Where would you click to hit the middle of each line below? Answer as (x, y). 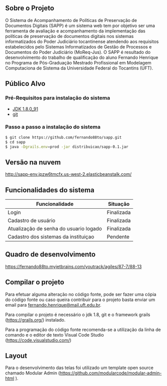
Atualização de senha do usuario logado (55, 229)
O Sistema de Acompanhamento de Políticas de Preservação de (71, 20)
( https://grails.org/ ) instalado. (35, 320)
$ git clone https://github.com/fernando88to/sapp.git (63, 137)
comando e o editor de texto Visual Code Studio (54, 335)
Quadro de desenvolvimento (50, 254)
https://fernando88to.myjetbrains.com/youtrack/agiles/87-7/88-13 (73, 266)
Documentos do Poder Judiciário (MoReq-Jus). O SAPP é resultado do (78, 52)
